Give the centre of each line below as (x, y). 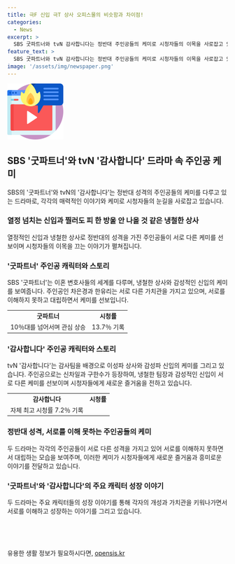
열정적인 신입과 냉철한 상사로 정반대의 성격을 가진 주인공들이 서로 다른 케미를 (112, 237)
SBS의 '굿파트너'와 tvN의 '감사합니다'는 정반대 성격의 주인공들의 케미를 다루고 (114, 192)
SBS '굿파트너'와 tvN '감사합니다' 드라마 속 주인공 (109, 161)
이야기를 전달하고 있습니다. (44, 466)
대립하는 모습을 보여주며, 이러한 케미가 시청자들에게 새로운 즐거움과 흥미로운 (118, 457)
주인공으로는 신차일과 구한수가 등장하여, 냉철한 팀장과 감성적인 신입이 (122, 374)
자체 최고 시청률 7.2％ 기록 (47, 410)
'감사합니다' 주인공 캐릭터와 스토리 (62, 348)
